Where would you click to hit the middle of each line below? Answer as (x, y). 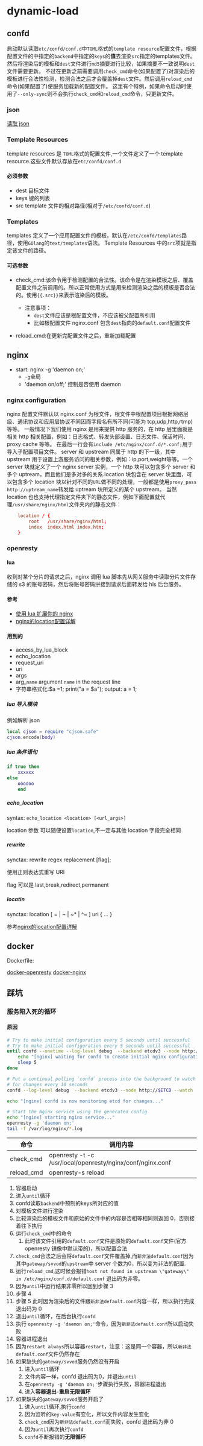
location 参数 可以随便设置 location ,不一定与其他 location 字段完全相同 (94, 831)
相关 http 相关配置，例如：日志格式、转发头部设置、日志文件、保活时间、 (98, 437)
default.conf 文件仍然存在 (48, 1354)
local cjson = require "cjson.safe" (53, 732)
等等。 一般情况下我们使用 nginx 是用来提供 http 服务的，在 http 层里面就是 (100, 429)
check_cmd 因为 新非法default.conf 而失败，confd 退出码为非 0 (99, 1421)
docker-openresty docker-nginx (47, 972)
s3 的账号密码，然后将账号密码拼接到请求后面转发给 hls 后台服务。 (101, 584)
